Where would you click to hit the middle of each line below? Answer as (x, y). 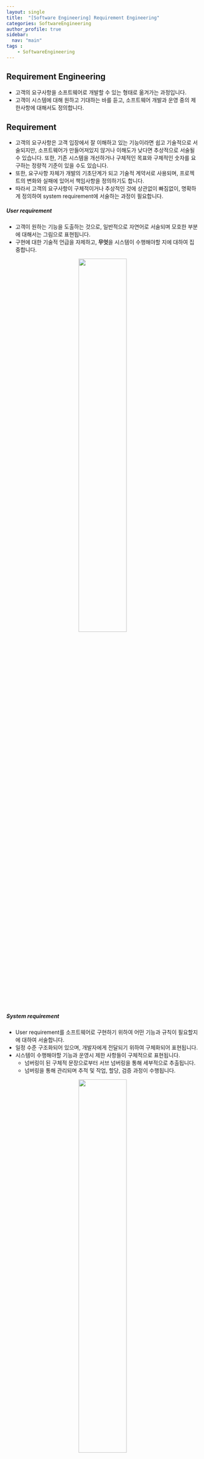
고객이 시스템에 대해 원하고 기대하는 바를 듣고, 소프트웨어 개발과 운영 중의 (102, 100)
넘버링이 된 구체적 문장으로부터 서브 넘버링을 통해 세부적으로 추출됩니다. (110, 1063)
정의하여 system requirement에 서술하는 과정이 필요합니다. (93, 196)
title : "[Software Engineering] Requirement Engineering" (83, 18)
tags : (15, 47)
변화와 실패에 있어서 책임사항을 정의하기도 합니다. (86, 181)
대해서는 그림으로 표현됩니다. (56, 235)
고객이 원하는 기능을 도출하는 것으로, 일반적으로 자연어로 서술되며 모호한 (101, 227)
